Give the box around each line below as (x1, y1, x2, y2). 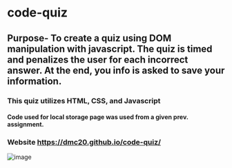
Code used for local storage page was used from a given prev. (7, 113, 188, 121)
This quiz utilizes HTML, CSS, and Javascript (7, 96, 161, 105)
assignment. (7, 120, 44, 129)
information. (7, 75, 62, 87)
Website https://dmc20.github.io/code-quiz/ (7, 138, 161, 147)
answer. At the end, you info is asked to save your (7, 64, 225, 76)
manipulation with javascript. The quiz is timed (7, 43, 213, 54)
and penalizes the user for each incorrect (7, 54, 188, 65)
